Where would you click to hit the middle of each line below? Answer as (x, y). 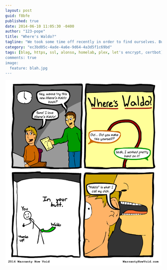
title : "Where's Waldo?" (31, 37)
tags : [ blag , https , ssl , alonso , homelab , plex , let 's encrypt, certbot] (84, 52)
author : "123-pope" (25, 32)
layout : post (19, 10)
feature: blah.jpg (29, 68)
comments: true (21, 58)
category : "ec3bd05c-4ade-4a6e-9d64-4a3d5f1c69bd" (59, 47)
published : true (22, 21)
